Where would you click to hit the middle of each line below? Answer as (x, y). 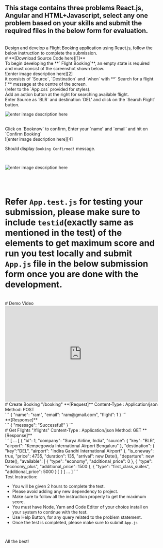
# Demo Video (19, 303)
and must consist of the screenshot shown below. (55, 68)
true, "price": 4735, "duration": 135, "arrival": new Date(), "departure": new (80, 456)
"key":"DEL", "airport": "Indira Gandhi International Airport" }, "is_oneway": (80, 451)
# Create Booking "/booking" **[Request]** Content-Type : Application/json (81, 404)
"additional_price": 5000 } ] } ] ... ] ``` (42, 472)
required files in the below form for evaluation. (77, 31)
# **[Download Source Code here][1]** (45, 58)
